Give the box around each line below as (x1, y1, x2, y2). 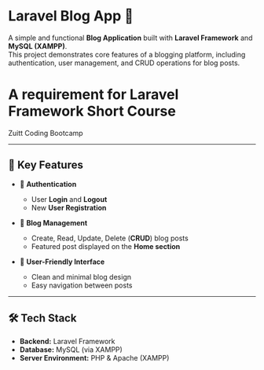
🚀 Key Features (8, 159, 84, 172)
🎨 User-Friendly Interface (19, 257, 105, 266)
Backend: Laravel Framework (19, 336, 115, 346)
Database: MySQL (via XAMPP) (19, 345, 123, 354)
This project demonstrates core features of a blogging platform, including (8, 49, 246, 59)
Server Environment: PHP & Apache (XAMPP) (19, 353, 170, 362)
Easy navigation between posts (31, 280, 133, 290)
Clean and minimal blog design (31, 272, 132, 281)
